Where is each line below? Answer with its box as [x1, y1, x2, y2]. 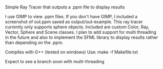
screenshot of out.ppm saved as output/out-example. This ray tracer [5, 19, 143, 24]
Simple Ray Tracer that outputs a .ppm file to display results [5, 4, 125, 10]
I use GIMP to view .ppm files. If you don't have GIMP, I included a [5, 14, 138, 19]
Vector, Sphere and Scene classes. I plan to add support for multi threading [5, 29, 157, 35]
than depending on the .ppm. [5, 40, 63, 46]
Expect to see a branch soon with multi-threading [5, 59, 105, 64]
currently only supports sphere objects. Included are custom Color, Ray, [5, 24, 150, 30]
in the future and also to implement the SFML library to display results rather [5, 34, 159, 40]
